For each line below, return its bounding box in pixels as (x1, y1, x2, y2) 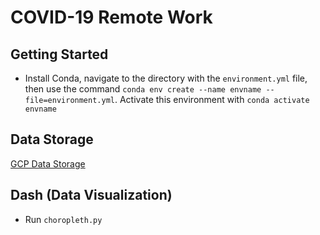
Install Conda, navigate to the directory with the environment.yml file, (24, 72, 308, 84)
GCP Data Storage (10, 157, 86, 170)
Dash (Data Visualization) (10, 187, 173, 204)
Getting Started (10, 46, 109, 63)
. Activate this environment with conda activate (114, 94, 310, 105)
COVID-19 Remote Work (10, 6, 213, 29)
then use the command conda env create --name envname (24, 83, 262, 95)
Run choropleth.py (24, 213, 103, 225)
